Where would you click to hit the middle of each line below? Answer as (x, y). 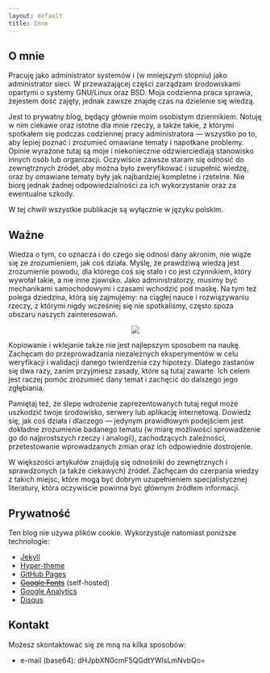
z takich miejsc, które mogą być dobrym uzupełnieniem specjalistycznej (128, 479)
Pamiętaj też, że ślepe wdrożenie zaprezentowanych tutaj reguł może (123, 403)
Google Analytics (48, 591)
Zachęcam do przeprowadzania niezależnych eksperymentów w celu (123, 354)
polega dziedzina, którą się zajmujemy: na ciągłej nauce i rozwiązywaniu (129, 297)
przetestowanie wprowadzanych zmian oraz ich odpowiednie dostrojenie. (131, 447)
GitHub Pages (43, 574)
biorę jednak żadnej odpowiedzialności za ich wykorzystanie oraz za (122, 186)
